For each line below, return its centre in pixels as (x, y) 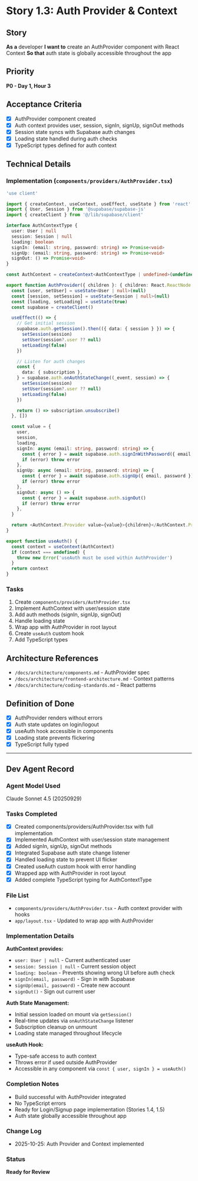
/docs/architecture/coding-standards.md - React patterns (85, 685)
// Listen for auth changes (51, 361)
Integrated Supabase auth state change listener (72, 853)
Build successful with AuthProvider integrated (70, 1097)
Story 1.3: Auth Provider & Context (92, 11)
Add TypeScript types (41, 640)
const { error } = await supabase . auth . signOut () (84, 498)
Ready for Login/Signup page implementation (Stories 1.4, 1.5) (90, 1109)
